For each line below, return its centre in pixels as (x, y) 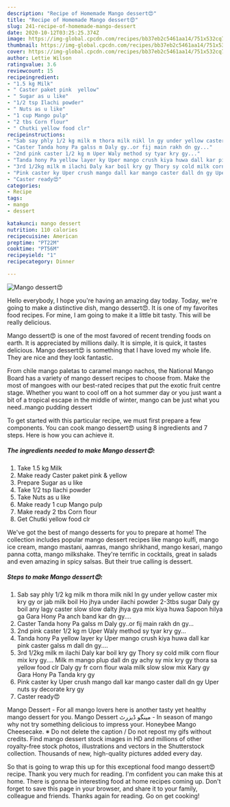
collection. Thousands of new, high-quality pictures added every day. (105, 753)
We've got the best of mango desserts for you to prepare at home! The (107, 532)
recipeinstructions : (37, 134)
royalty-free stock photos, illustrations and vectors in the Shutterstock (106, 746)
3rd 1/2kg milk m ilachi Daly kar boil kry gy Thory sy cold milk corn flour (118, 653)
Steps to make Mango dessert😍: (55, 577)
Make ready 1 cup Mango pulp (60, 504)
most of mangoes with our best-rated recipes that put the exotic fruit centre (114, 385)
